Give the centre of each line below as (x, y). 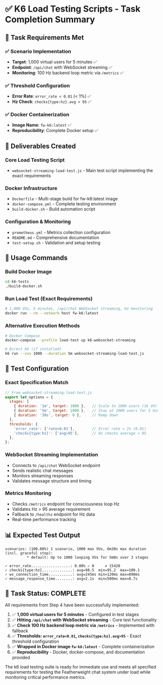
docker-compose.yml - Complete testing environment (64, 204)
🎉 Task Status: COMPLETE (46, 593)
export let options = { (29, 397)
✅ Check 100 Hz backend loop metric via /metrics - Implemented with (83, 625)
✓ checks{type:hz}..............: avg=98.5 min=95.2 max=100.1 (72, 570)
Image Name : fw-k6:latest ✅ (42, 125)
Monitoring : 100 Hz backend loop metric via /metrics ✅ (68, 73)
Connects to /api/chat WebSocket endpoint (56, 465)
